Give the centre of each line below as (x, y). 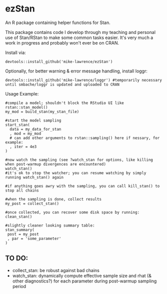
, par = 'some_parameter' (34, 238)
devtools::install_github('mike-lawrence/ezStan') (59, 61)
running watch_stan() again (34, 177)
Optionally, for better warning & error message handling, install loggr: (76, 71)
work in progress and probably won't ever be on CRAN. (62, 42)
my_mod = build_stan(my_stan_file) (42, 111)
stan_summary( (20, 230)
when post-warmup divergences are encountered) (56, 164)
